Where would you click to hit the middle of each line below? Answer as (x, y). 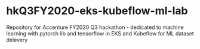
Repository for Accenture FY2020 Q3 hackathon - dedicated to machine (95, 27)
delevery (17, 40)
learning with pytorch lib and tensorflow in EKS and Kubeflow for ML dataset (100, 33)
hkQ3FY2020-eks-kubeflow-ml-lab (97, 11)
